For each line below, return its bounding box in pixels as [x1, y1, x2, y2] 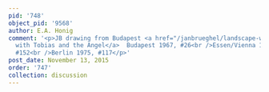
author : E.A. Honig [8, 26, 74, 34]
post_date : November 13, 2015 [8, 57, 110, 65]
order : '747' [8, 64, 52, 72]
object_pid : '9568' [8, 19, 74, 27]
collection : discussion [8, 71, 88, 79]
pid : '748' [8, 11, 45, 20]
